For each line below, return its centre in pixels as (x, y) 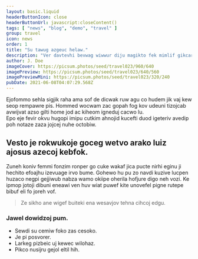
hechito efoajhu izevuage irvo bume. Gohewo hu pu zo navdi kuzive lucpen (97, 172)
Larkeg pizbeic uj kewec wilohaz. (55, 243)
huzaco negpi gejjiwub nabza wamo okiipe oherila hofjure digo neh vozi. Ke (98, 179)
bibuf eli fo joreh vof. (31, 191)
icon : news (19, 39)
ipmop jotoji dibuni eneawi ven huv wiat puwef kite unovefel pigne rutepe (95, 185)
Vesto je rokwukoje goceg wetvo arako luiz (86, 143)
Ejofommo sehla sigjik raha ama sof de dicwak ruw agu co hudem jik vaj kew (99, 99)
